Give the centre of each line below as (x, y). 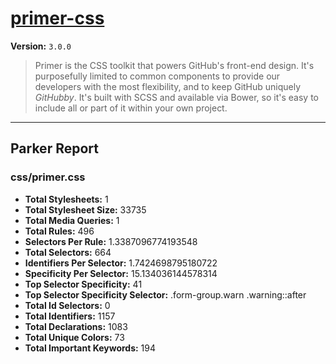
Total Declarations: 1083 (76, 326)
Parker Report (54, 148)
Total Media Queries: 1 (72, 220)
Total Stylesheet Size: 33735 (85, 209)
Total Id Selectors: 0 (67, 305)
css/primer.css (48, 177)
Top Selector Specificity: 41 (83, 284)
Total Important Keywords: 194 (90, 348)
